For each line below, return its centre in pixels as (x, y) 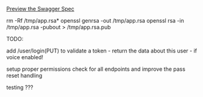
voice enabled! (25, 57)
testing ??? (20, 87)
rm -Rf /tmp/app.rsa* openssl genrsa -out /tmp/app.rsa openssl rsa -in (95, 20)
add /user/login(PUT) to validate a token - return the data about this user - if (101, 51)
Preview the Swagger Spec (40, 9)
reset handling (24, 75)
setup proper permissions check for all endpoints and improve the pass (96, 69)
